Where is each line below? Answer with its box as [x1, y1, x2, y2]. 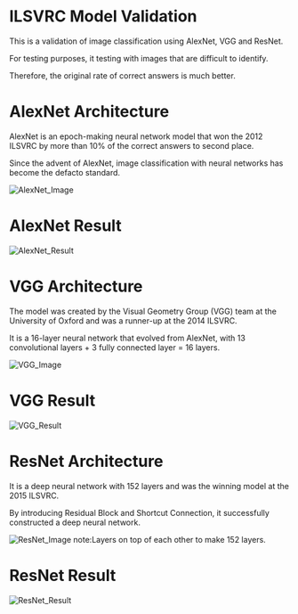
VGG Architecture [9, 276, 143, 296]
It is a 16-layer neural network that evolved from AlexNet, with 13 [9, 332, 246, 343]
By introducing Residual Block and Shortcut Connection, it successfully [9, 507, 270, 518]
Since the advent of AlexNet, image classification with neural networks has [9, 158, 284, 168]
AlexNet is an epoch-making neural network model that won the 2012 [9, 131, 263, 142]
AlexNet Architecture [9, 102, 170, 122]
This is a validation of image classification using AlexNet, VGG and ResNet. [9, 36, 284, 46]
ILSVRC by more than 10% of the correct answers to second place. [9, 140, 254, 151]
